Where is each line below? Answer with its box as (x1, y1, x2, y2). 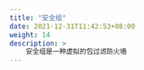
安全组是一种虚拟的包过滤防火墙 (25, 47, 127, 56)
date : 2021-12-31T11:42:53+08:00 (9, 22, 136, 31)
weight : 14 (9, 30, 51, 39)
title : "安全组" (9, 13, 67, 23)
